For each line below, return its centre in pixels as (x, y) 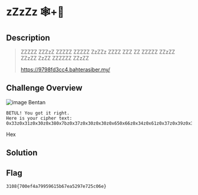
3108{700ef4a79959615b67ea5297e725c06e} (57, 187)
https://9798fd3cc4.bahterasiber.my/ (65, 70)
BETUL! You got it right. (38, 113)
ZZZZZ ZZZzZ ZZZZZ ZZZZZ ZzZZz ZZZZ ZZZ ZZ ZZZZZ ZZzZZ (98, 52)
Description (28, 37)
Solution (22, 153)
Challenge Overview (44, 88)
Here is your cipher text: (39, 118)
